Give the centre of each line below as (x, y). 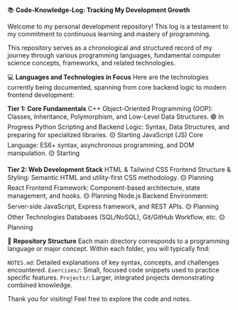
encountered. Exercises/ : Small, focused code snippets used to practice (113, 270)
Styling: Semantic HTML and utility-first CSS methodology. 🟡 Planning (111, 177)
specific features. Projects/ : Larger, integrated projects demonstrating (111, 277)
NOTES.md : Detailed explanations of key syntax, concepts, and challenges (113, 262)
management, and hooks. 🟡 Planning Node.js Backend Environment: (108, 196)
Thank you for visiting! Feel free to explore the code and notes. (99, 299)
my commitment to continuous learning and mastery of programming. (109, 34)
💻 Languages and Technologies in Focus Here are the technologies (108, 77)
